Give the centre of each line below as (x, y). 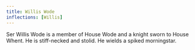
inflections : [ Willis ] (34, 17)
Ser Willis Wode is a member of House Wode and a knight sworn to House (97, 34)
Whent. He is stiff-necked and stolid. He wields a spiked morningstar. (92, 40)
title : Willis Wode (31, 12)
